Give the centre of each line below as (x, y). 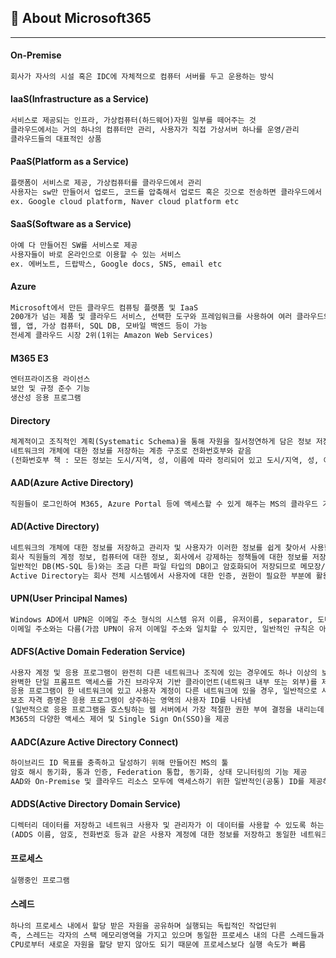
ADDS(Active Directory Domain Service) (96, 804)
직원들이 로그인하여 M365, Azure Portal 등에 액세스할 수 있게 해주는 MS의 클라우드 (164, 504)
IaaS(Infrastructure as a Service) (79, 99)
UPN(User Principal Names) (69, 598)
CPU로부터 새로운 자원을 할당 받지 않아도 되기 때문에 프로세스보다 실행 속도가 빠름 (158, 944)
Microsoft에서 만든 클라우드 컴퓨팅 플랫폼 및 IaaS (104, 307)
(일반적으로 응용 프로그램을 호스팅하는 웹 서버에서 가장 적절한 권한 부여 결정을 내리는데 (167, 710)
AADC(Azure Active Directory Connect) (94, 742)
